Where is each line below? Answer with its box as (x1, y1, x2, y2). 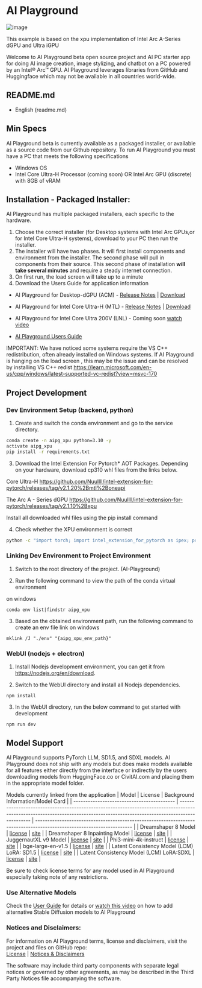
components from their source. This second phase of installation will (14, 261, 186, 268)
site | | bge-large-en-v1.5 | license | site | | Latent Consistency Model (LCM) (6, 842, 194, 849)
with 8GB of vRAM (14, 177, 61, 184)
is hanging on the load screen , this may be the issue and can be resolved (6, 357, 189, 365)
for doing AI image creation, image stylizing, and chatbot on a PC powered (6, 60, 191, 67)
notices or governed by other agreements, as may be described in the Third (6, 968, 194, 975)
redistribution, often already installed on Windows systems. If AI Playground (6, 351, 194, 358)
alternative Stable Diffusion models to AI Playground (6, 908, 135, 916)
